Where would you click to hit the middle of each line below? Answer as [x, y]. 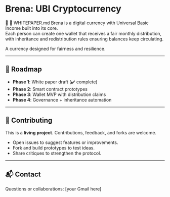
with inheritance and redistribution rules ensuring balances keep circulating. [84, 39]
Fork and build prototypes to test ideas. [54, 147]
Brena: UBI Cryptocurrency [63, 9]
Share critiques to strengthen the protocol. [57, 153]
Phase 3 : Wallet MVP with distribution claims [59, 94]
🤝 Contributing [29, 120]
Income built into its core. [32, 28]
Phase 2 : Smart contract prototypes [50, 89]
